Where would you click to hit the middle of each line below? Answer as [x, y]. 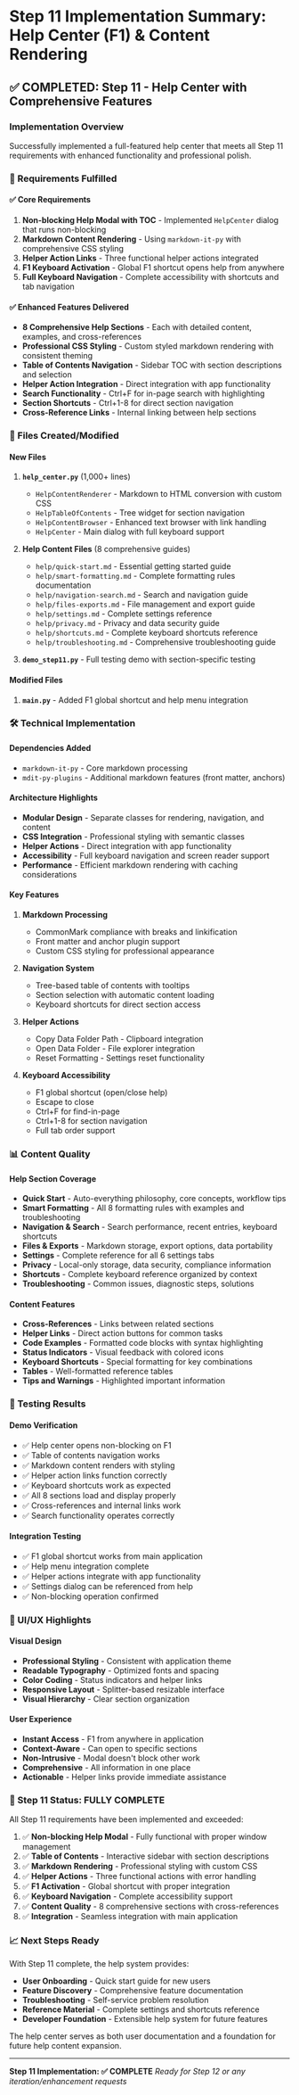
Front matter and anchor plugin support [108, 942]
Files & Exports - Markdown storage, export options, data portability [147, 1246]
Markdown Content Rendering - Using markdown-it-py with [132, 239]
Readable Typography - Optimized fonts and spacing [121, 1670]
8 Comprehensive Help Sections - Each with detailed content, [137, 327]
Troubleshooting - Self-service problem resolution [115, 2000]
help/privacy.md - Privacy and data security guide [128, 623]
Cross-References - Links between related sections [118, 1324]
